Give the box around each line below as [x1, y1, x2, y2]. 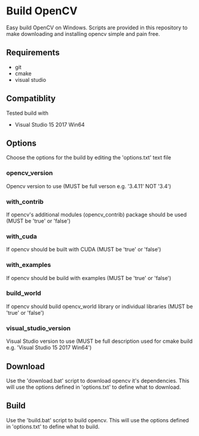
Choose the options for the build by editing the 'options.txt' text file [6, 154, 172, 161]
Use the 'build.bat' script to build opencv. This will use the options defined [6, 416, 189, 423]
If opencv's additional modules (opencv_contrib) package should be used [6, 211, 187, 218]
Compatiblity [6, 94, 56, 104]
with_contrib [6, 197, 44, 205]
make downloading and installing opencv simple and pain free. [6, 30, 160, 37]
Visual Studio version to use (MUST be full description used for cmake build [6, 337, 193, 345]
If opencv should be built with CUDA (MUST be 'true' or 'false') [6, 246, 161, 253]
